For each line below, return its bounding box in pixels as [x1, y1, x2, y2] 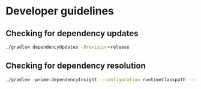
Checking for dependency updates [5, 28, 139, 38]
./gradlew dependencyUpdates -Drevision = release [5, 44, 130, 50]
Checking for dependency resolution [5, 61, 146, 71]
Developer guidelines [5, 4, 115, 18]
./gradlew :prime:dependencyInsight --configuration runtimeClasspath [5, 76, 186, 82]
